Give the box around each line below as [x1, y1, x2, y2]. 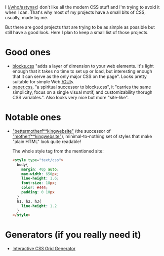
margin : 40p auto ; [21, 167, 59, 172]
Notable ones [5, 112, 61, 123]
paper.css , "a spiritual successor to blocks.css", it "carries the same [12, 84, 151, 90]
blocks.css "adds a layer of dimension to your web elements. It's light [12, 63, 154, 69]
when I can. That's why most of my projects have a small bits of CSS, [5, 9, 146, 15]
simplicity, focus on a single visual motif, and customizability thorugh [12, 89, 153, 95]
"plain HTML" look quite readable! [12, 138, 82, 145]
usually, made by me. [5, 15, 48, 20]
